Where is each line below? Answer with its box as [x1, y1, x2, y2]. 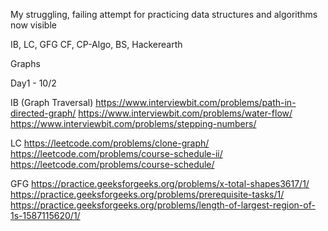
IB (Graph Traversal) [10, 97, 94, 108]
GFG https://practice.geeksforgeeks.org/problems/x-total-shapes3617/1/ [10, 178, 310, 189]
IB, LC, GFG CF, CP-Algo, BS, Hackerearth [10, 39, 183, 50]
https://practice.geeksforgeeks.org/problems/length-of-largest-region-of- [10, 199, 316, 211]
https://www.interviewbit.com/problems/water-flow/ [78, 107, 293, 119]
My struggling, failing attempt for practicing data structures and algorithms [10, 9, 318, 20]
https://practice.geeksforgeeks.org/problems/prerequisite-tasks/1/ [10, 189, 285, 200]
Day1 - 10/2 [10, 77, 57, 89]
